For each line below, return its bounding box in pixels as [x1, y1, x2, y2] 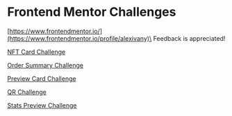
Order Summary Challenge [7, 61, 83, 69]
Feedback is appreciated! [153, 34, 226, 42]
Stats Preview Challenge [7, 101, 78, 109]
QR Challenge [7, 88, 47, 96]
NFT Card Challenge [7, 48, 66, 56]
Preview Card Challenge [7, 74, 76, 83]
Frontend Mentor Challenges [7, 4, 176, 20]
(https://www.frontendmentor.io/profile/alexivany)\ [7, 34, 152, 42]
